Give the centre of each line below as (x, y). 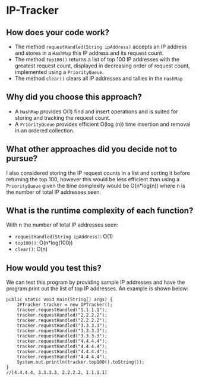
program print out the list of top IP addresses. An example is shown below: (97, 289)
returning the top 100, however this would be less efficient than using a (93, 179)
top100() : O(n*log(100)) (44, 243)
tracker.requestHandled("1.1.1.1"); (62, 310)
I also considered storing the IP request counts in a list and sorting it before (98, 173)
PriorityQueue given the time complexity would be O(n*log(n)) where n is (96, 185)
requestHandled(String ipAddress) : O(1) (64, 237)
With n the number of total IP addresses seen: (62, 225)
